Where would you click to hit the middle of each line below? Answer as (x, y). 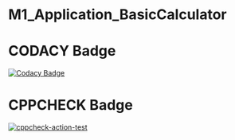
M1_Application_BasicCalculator (117, 15)
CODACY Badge (62, 51)
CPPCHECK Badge (70, 105)
